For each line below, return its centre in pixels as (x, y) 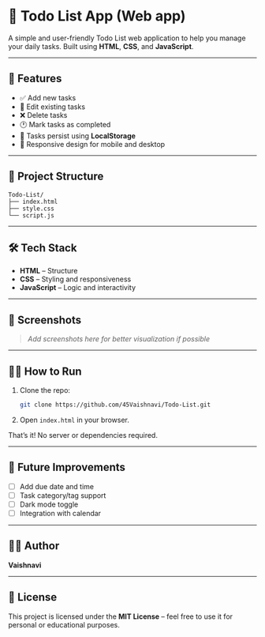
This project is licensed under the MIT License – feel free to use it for (121, 616)
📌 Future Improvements (67, 467)
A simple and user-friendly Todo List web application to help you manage (127, 38)
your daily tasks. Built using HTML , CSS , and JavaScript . (101, 46)
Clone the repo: (45, 390)
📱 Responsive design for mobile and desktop (92, 144)
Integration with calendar (60, 513)
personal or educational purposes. (64, 624)
